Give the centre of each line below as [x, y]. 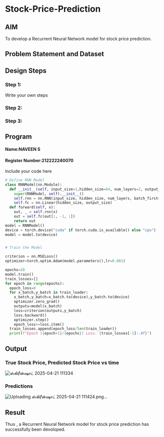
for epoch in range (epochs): [35, 283]
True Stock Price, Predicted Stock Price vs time [62, 362]
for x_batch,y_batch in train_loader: [49, 292]
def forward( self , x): [32, 208]
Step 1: [13, 84]
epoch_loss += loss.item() [39, 324]
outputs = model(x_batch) [38, 306]
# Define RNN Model [25, 180]
